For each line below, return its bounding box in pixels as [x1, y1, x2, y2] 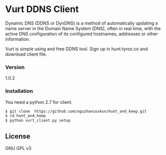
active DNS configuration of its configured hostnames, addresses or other [5, 31, 158, 37]
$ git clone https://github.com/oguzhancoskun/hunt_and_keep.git [5, 109, 147, 114]
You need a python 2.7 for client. [5, 99, 73, 105]
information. [5, 36, 31, 42]
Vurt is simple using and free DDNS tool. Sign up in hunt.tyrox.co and [5, 46, 148, 52]
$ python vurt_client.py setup [5, 118, 71, 123]
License [5, 132, 31, 140]
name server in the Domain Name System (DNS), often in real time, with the [5, 25, 161, 31]
